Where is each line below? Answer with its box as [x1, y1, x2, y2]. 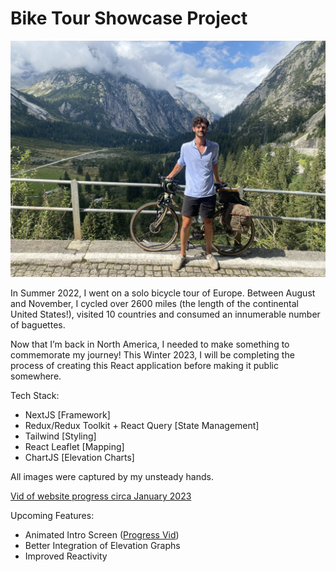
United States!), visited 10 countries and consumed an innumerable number [10, 308, 321, 320]
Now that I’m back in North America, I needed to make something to [10, 338, 290, 350]
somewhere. [10, 370, 62, 382]
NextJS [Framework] [24, 408, 111, 421]
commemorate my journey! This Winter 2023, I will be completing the [10, 348, 295, 361]
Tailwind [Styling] [24, 430, 97, 442]
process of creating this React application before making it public [10, 359, 279, 371]
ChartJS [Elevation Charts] [24, 451, 135, 463]
